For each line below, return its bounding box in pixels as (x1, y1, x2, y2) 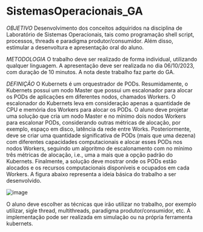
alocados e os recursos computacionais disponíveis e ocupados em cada (6, 164, 190, 171)
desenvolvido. (6, 177, 42, 184)
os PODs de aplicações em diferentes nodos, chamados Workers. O (6, 93, 176, 100)
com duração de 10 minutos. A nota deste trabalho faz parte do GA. (6, 68, 175, 75)
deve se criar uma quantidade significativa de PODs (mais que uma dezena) (6, 132, 196, 139)
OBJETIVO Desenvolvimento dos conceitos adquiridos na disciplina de (6, 24, 183, 32)
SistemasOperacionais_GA (6, 4, 144, 18)
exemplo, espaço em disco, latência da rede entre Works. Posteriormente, (6, 125, 191, 132)
